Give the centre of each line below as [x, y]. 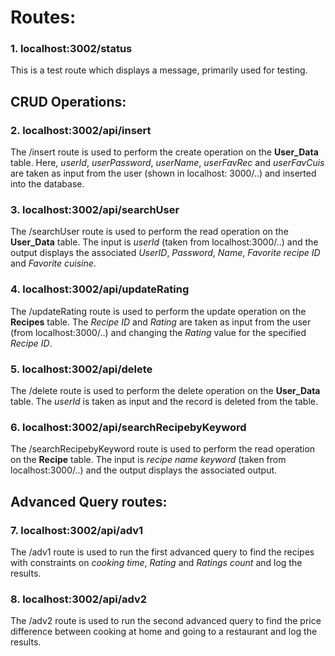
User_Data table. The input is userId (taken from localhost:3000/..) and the [164, 242]
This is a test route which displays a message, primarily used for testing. [159, 70]
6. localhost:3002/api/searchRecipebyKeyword [128, 427]
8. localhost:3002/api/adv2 [79, 599]
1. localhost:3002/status [71, 49]
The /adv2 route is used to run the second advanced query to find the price [166, 621]
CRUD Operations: [68, 101]
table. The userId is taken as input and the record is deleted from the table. [164, 402]
